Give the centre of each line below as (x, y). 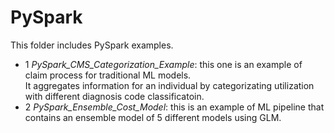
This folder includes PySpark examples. (92, 45)
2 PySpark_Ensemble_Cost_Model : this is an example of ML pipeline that (174, 107)
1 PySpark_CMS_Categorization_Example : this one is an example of (163, 64)
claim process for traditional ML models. (108, 75)
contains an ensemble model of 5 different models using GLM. (153, 117)
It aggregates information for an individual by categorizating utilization (169, 85)
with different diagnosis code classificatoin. (114, 96)
